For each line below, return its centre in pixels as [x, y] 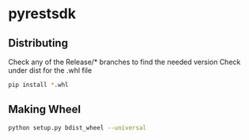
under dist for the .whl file [50, 70]
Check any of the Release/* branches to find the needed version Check [124, 62]
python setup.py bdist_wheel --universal [77, 127]
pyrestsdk [42, 14]
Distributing [38, 43]
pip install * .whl [38, 85]
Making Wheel [45, 110]
